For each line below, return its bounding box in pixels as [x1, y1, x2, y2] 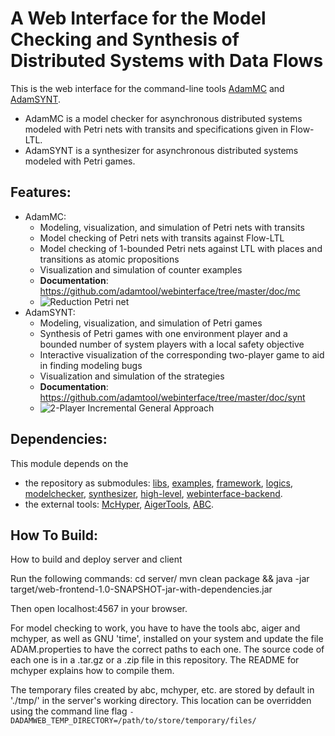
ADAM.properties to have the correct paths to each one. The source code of [10, 643, 325, 656]
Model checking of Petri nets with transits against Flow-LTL [39, 232, 285, 244]
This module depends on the [10, 457, 129, 469]
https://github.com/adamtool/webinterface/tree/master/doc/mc [39, 285, 301, 297]
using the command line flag [10, 705, 128, 717]
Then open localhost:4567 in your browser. [10, 603, 188, 615]
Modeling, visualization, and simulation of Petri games [39, 317, 263, 329]
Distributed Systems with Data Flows [10, 50, 324, 72]
